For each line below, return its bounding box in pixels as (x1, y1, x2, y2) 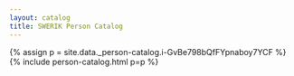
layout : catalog (9, 13, 71, 23)
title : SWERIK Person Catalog (9, 22, 124, 31)
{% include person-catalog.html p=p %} (9, 56, 159, 67)
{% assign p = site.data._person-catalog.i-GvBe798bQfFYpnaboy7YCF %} (9, 46, 287, 57)
